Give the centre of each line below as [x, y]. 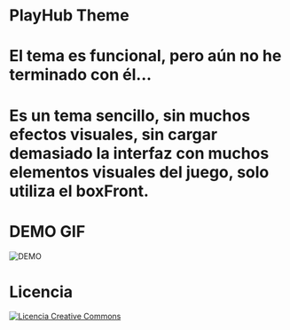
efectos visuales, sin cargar [114, 134]
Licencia [41, 291]
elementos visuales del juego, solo [139, 172]
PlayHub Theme [70, 16]
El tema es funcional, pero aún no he [145, 56]
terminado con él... [81, 75]
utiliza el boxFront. [79, 191]
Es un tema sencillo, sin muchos [130, 115]
